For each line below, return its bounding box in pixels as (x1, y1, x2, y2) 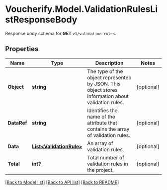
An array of (86, 140, 113, 147)
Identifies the (86, 107, 118, 114)
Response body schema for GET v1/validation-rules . (5, 30, 117, 36)
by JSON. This (86, 80, 121, 87)
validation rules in (86, 160, 128, 167)
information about (86, 93, 129, 100)
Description (95, 60, 124, 66)
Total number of (86, 154, 124, 161)
